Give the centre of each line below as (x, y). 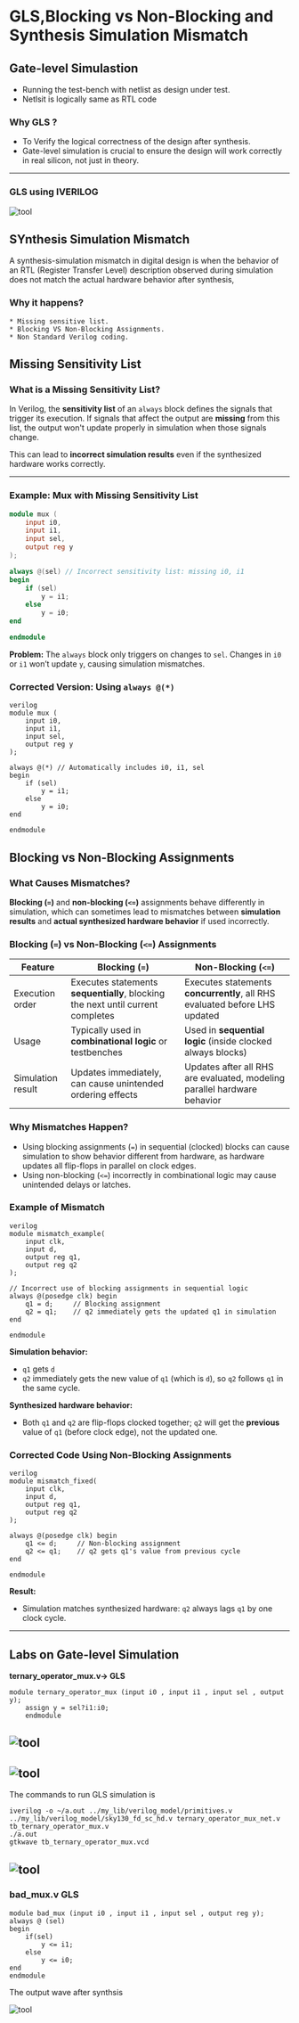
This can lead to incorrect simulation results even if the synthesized (136, 455)
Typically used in (106, 1030)
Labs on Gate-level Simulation (94, 1654)
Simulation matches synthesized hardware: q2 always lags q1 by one (147, 1609)
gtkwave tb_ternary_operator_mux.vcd (79, 1842)
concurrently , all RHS (230, 994)
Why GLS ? (33, 122)
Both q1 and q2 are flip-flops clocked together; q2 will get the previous (151, 1422)
